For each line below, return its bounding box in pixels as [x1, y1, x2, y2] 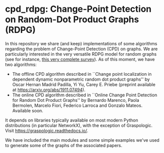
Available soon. [12, 107, 43, 114]
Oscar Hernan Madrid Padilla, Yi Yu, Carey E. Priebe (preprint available [12, 81, 156, 87]
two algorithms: [5, 61, 37, 67]
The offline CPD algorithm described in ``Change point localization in [12, 71, 152, 77]
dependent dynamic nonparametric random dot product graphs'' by [12, 76, 150, 82]
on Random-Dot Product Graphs [5, 14, 139, 25]
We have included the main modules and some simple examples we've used [5, 137, 160, 143]
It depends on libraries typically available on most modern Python [5, 117, 138, 123]
